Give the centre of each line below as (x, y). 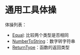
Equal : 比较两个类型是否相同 (40, 35)
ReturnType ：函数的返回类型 (41, 47)
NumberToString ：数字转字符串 (44, 41)
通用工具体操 (31, 10)
